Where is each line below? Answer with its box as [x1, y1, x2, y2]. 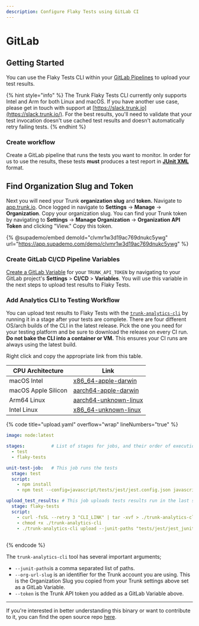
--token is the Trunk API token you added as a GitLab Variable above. [14, 590, 184, 597]
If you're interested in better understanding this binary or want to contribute [6, 607, 191, 614]
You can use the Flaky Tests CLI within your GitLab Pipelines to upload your [6, 74, 191, 81]
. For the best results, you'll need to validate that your [62, 111, 192, 118]
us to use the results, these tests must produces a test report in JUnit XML [6, 158, 190, 165]
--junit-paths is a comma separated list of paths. [14, 565, 135, 572]
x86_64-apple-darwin [73, 377, 137, 385]
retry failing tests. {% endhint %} [6, 123, 86, 130]
